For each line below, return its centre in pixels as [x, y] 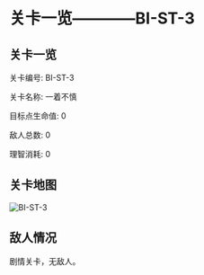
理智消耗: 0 [30, 154]
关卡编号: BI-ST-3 [42, 78]
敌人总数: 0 [30, 135]
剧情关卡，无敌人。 [45, 261]
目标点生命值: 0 [38, 116]
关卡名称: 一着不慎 [43, 97]
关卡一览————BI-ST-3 [102, 18]
